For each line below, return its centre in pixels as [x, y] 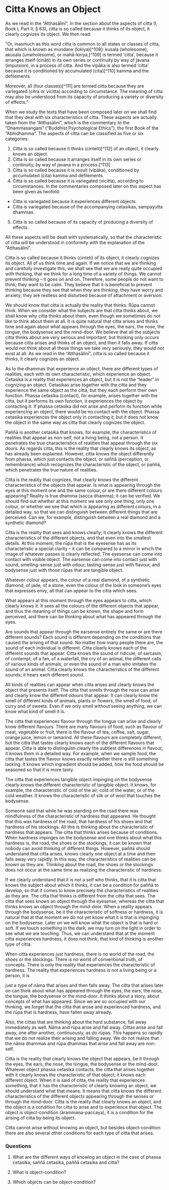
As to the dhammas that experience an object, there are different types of [82, 368]
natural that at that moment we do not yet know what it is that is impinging [82, 917]
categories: [17, 139]
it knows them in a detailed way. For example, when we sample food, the [81, 753]
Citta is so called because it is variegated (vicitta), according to [78, 181]
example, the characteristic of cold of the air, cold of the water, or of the [80, 790]
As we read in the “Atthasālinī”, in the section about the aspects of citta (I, [81, 23]
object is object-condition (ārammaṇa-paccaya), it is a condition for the [79, 1112]
